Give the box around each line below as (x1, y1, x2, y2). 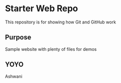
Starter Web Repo (5, 3, 78, 14)
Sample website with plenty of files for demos (5, 46, 97, 52)
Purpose (5, 33, 32, 41)
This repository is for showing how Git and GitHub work (5, 19, 116, 25)
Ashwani (5, 73, 23, 79)
